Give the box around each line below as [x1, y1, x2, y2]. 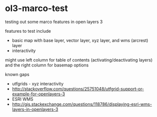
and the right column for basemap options [5, 62, 89, 68]
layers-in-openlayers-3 [12, 106, 58, 112]
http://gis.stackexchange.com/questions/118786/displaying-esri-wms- [12, 101, 152, 107]
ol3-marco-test [5, 3, 68, 14]
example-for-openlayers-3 [12, 91, 65, 97]
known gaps [5, 71, 30, 77]
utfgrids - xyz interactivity [12, 80, 64, 87]
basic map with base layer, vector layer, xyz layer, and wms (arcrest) [12, 37, 148, 43]
